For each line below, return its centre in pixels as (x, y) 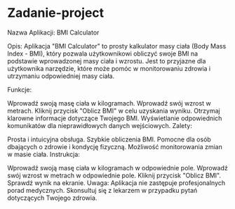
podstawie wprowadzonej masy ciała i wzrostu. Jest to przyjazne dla (107, 61)
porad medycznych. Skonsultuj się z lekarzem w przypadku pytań (102, 190)
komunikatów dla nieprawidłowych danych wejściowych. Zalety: (100, 125)
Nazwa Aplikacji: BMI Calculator (53, 32)
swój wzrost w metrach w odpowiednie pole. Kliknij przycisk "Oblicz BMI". (114, 175)
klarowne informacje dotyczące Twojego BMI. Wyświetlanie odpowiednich (115, 118)
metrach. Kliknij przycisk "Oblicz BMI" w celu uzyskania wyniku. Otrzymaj (114, 110)
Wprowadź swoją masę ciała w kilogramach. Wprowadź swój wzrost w (109, 103)
